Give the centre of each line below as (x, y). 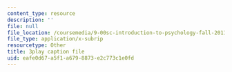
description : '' (30, 20)
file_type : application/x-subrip (55, 39)
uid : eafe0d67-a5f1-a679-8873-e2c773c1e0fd (71, 58)
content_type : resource (41, 13)
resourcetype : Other (37, 45)
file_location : (29, 33)
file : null (23, 26)
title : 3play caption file (46, 52)
